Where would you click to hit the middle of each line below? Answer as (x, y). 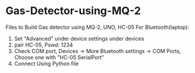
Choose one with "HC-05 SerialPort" (59, 57)
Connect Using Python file (46, 64)
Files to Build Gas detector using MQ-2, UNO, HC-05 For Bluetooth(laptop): (97, 27)
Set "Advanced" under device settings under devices (79, 38)
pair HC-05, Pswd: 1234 (43, 45)
